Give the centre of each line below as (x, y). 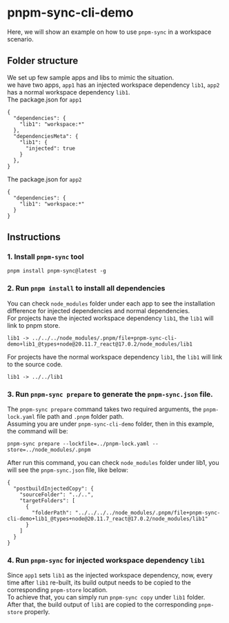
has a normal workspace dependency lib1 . (69, 92)
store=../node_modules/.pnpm (49, 450)
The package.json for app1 (44, 99)
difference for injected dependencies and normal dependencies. (99, 310)
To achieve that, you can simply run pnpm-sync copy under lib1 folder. (106, 597)
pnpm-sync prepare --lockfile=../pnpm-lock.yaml (78, 444)
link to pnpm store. (34, 325)
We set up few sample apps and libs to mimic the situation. (91, 77)
